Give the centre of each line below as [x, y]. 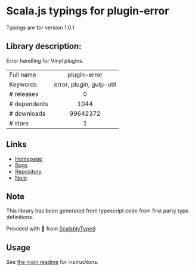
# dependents [29, 104]
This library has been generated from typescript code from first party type [97, 211]
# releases [24, 94]
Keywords [23, 84]
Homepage [29, 159]
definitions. [20, 217]
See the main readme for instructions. [52, 262]
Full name [23, 75]
